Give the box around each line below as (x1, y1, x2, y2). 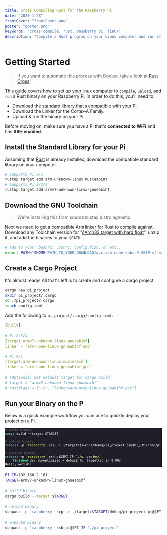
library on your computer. (5, 161, 57, 167)
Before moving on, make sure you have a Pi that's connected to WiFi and (5, 123, 156, 129)
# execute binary (5, 520, 41, 525)
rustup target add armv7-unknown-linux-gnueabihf (5, 187, 110, 192)
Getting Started (5, 56, 71, 68)
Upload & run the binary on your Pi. (12, 113, 84, 119)
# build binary (5, 488, 37, 493)
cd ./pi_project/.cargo (5, 298, 55, 303)
